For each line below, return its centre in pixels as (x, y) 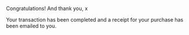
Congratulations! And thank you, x (47, 8)
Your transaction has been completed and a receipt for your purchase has (95, 20)
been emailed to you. (31, 26)
